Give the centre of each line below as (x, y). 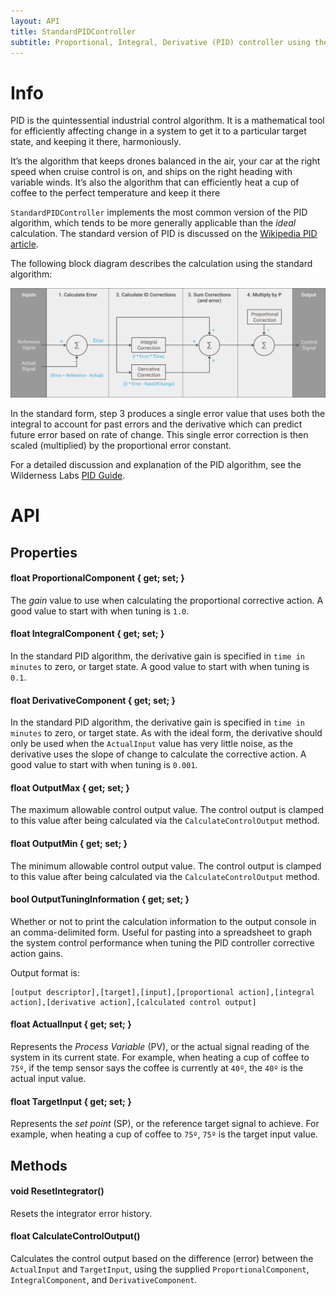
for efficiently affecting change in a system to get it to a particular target (158, 131)
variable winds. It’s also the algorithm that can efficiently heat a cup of (155, 182)
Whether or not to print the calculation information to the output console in (163, 921)
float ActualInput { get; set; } (71, 1024)
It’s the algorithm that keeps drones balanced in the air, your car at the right (165, 161)
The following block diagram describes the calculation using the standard (161, 264)
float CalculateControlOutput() (75, 1236)
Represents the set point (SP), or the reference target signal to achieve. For (165, 1124)
